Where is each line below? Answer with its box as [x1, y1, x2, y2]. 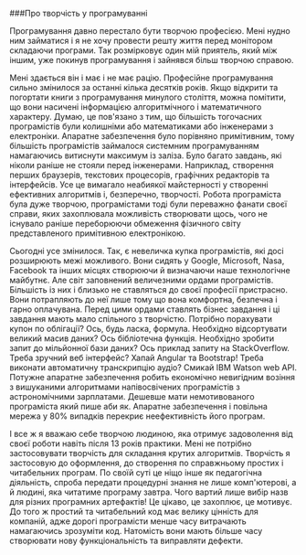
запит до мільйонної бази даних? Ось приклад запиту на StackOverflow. [9, 343, 290, 353]
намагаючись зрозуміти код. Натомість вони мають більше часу [9, 526, 263, 536]
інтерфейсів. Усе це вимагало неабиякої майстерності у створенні [9, 179, 269, 190]
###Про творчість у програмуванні [9, 8, 148, 18]
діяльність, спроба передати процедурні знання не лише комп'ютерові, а [9, 477, 297, 487]
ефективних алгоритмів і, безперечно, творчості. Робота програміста [9, 189, 281, 199]
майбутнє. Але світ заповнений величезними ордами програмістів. [9, 274, 274, 285]
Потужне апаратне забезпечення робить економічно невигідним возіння [9, 372, 295, 382]
